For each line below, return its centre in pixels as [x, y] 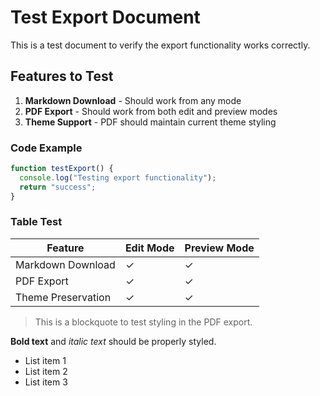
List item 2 [46, 371]
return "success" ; [58, 187]
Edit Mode [149, 248]
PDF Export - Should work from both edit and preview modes [151, 111]
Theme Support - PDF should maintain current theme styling [150, 122]
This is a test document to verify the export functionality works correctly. [160, 45]
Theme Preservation [63, 297]
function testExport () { [62, 169]
